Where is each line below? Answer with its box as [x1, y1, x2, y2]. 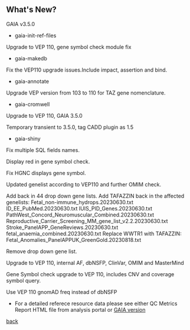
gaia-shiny [14, 135, 41, 142]
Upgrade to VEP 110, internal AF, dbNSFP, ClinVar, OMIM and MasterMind [6, 259, 184, 266]
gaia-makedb [14, 54, 47, 62]
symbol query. [6, 277, 41, 284]
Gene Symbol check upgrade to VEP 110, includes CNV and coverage [6, 270, 175, 277]
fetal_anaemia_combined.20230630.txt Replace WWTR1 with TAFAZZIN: [6, 230, 182, 237]
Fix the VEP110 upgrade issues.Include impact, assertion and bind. [6, 66, 168, 73]
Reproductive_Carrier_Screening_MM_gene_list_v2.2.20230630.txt [6, 217, 168, 224]
